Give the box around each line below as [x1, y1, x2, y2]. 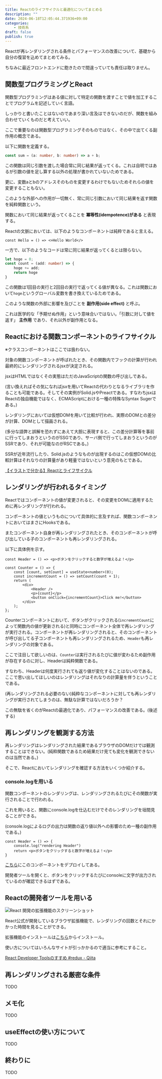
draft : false [5, 30, 31, 35]
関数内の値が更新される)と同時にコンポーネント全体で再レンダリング [17, 623, 155, 629]
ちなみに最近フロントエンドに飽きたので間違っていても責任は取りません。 [5, 64, 153, 71]
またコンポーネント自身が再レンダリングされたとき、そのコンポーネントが [5, 530, 153, 536]
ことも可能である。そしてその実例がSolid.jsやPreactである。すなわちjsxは [9, 390, 156, 396]
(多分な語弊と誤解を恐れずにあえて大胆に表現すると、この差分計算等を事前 [5, 429, 155, 434]
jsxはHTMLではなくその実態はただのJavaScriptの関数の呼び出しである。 [5, 373, 150, 379]
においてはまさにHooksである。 [9, 519, 73, 525]
